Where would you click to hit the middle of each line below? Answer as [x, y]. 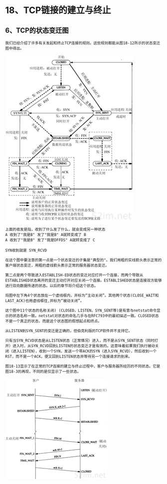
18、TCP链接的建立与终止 [58, 10]
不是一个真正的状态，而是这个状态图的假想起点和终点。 [54, 321]
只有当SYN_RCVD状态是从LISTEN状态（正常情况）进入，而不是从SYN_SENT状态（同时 [80, 341]
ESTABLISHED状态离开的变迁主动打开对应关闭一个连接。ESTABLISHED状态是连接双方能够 [83, 281]
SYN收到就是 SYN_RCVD [26, 251]
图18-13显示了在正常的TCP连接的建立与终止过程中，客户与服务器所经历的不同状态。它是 [83, 366]
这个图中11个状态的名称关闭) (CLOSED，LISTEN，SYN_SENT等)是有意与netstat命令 [81, 311]
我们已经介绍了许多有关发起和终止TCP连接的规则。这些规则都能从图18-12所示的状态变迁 [83, 43]
